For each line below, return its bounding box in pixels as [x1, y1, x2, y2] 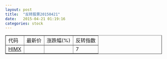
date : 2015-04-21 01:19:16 [5, 16, 66, 21]
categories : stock [5, 21, 43, 26]
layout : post [5, 7, 32, 12]
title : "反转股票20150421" [5, 12, 61, 17]
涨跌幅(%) [46, 37, 71, 44]
